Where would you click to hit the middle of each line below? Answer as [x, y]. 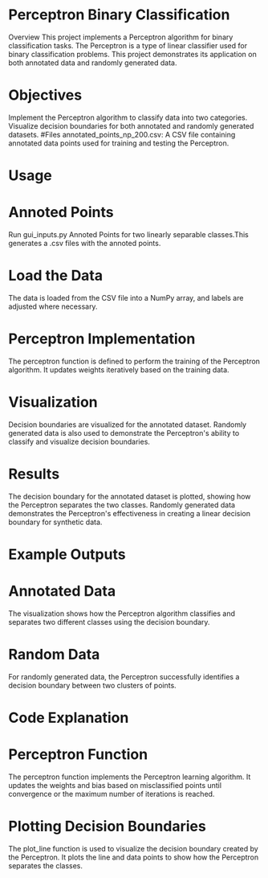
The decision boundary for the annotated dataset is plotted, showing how [130, 496]
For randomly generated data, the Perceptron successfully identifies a [124, 676]
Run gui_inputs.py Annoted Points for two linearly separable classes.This [128, 234]
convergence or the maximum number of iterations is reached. [112, 794]
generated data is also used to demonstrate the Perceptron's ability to [124, 433]
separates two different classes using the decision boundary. [109, 622]
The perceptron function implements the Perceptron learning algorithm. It [130, 777]
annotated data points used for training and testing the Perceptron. [119, 143]
